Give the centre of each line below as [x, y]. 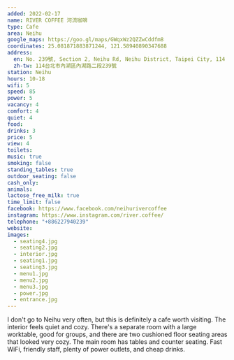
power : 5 [20, 99]
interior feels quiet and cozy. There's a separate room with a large [102, 327]
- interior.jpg [36, 254]
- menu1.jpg [31, 273]
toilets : [20, 150]
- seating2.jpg [36, 248]
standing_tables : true [40, 170]
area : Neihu [24, 33]
